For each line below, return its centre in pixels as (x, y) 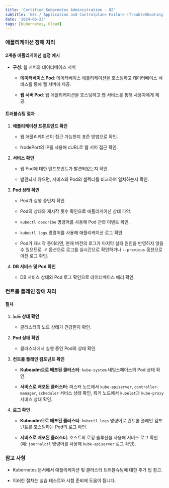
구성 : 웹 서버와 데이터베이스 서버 (44, 67)
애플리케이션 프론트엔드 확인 (40, 126)
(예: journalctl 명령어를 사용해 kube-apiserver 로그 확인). (78, 444)
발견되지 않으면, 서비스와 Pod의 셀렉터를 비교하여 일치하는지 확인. (84, 179)
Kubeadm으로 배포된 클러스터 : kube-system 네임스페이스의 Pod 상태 (87, 370)
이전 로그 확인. (34, 256)
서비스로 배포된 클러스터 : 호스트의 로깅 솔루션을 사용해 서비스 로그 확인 (89, 437)
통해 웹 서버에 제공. (52, 84)
